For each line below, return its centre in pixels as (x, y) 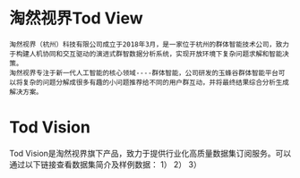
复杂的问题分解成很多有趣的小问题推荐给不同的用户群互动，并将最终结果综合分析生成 (155, 82)
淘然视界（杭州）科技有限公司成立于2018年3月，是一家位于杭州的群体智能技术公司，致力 (149, 44)
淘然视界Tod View (76, 18)
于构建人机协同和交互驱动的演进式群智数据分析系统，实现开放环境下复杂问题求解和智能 (146, 54)
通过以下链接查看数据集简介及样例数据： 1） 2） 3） (105, 164)
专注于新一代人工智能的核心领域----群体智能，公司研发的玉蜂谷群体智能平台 (157, 72)
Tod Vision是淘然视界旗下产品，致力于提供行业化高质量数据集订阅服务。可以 (150, 153)
